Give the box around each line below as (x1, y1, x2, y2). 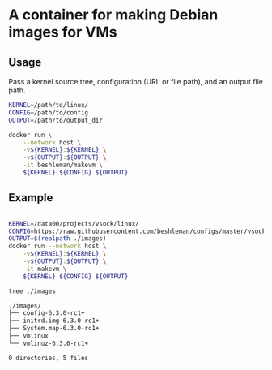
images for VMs (8, 23, 117, 41)
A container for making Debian (8, 6, 219, 24)
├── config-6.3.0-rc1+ (8, 309, 85, 317)
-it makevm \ (23, 265, 67, 273)
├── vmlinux (8, 332, 49, 340)
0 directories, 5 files (8, 354, 89, 362)
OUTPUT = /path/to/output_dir (8, 116, 104, 124)
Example (8, 191, 53, 204)
